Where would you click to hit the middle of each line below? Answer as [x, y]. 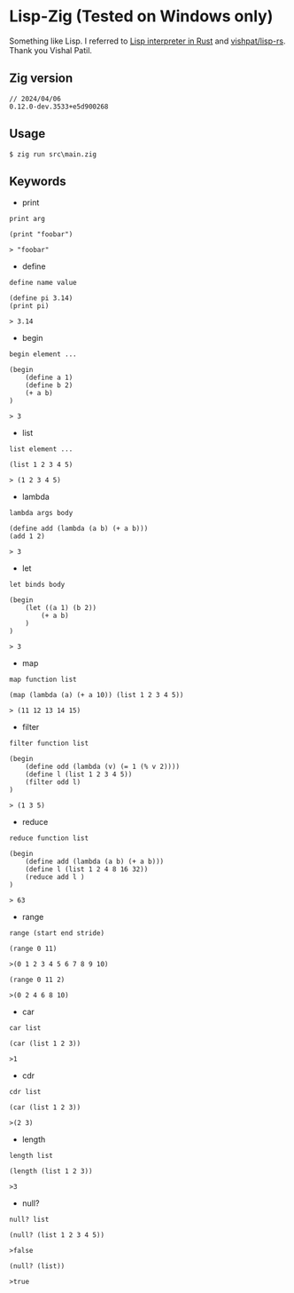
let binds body [37, 585]
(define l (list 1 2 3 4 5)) [79, 774]
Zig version [41, 79]
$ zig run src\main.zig [53, 154]
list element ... [41, 449]
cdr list [25, 1092]
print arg [27, 219]
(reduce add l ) [55, 877]
